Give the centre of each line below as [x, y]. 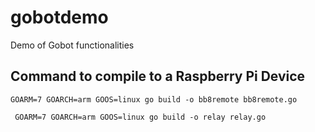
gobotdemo [59, 17]
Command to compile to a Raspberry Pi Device [158, 76]
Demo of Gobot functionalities [72, 45]
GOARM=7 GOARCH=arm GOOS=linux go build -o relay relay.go [140, 117]
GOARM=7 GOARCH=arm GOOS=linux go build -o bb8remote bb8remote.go [154, 99]
